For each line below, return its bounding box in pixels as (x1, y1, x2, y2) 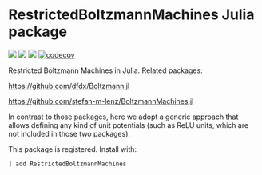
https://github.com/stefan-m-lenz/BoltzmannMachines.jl (8, 96, 194, 105)
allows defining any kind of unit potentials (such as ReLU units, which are (8, 120, 249, 129)
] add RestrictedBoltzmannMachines (8, 160, 127, 168)
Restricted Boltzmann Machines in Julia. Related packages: (8, 66, 203, 75)
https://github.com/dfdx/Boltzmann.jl (8, 81, 130, 90)
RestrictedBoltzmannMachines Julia (8, 6, 255, 24)
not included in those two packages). (8, 129, 130, 138)
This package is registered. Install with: (8, 144, 137, 153)
